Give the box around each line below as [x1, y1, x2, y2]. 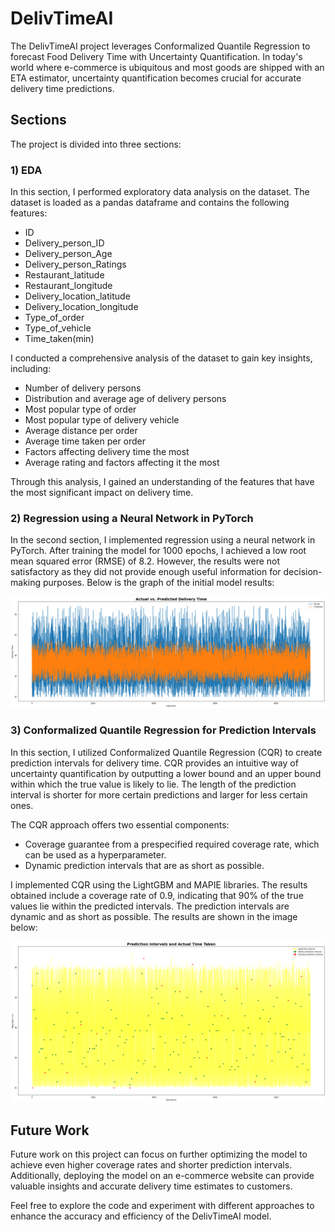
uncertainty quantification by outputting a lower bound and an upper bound [10, 767, 322, 779]
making [10, 577, 42, 589]
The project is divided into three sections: [10, 138, 182, 150]
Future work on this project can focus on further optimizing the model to [10, 1148, 308, 1161]
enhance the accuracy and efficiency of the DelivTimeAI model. [10, 1210, 272, 1222]
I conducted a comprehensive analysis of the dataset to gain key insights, [10, 352, 313, 364]
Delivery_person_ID [24, 237, 105, 249]
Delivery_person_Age [24, 248, 113, 260]
